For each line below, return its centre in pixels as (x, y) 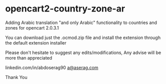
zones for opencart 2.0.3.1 (32, 27)
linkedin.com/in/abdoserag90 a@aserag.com (52, 67)
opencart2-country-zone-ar (65, 9)
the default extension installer (36, 42)
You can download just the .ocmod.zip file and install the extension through (83, 37)
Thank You (16, 77)
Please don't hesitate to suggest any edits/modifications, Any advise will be (83, 52)
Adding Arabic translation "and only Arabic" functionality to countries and (81, 22)
